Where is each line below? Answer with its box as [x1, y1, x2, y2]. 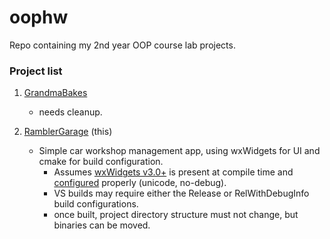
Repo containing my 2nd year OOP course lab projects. [9, 39, 236, 51]
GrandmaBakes [23, 87, 88, 99]
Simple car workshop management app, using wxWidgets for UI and [38, 145, 321, 157]
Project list [9, 64, 63, 78]
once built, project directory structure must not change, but [53, 209, 299, 221]
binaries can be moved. [53, 219, 151, 231]
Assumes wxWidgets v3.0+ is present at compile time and [53, 166, 294, 178]
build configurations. [53, 198, 139, 210]
